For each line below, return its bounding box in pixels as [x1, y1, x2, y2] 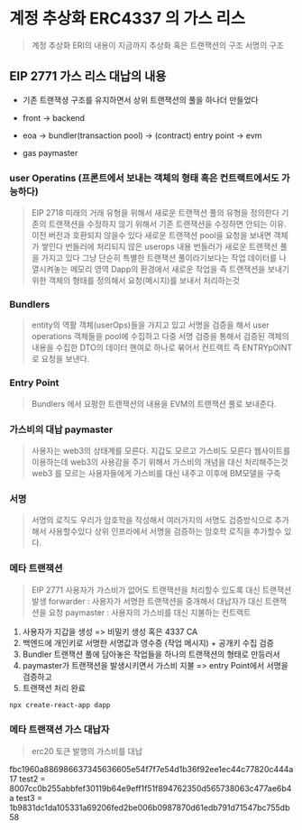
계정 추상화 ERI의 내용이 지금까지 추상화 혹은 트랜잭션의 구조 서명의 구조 [31, 40, 284, 51]
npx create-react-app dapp [9, 700, 111, 709]
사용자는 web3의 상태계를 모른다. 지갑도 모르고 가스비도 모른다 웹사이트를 [31, 445, 291, 456]
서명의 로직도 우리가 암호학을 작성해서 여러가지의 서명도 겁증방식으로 [31, 515, 273, 526]
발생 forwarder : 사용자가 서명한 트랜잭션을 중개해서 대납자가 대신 [31, 595, 263, 606]
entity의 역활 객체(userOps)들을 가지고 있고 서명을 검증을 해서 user [31, 319, 270, 330]
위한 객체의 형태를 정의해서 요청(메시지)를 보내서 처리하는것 [31, 275, 241, 286]
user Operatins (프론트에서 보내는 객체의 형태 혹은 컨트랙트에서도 [9, 171, 279, 184]
